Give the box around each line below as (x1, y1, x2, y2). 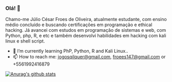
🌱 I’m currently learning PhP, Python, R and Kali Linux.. (12, 48, 128, 54)
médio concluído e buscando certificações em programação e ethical (5, 22, 152, 28)
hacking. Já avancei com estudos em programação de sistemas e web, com (5, 27, 166, 33)
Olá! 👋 (5, 5, 21, 12)
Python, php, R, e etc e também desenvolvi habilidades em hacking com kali (5, 33, 166, 39)
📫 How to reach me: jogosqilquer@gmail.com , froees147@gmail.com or (12, 54, 166, 60)
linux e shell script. (5, 38, 45, 44)
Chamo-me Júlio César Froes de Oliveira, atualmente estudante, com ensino (5, 16, 167, 23)
